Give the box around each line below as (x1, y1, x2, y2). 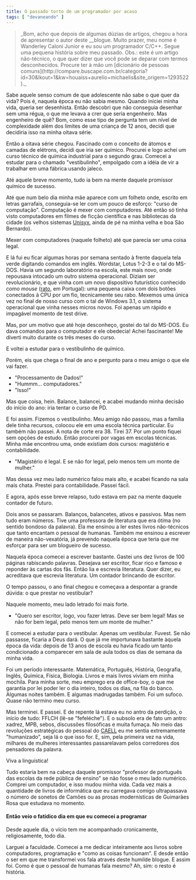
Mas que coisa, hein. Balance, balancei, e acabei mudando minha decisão (6, 398, 184, 405)
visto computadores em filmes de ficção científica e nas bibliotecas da (6, 212, 177, 220)
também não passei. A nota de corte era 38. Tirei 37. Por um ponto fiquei (6, 428, 181, 435)
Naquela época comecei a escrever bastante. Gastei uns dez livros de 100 (6, 553, 185, 560)
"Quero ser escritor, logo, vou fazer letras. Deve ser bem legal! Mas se (14, 612, 184, 619)
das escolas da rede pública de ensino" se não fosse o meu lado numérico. (6, 775, 187, 782)
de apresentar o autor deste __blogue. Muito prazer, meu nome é (20, 36, 177, 43)
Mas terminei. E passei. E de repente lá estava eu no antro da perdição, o (6, 708, 183, 715)
